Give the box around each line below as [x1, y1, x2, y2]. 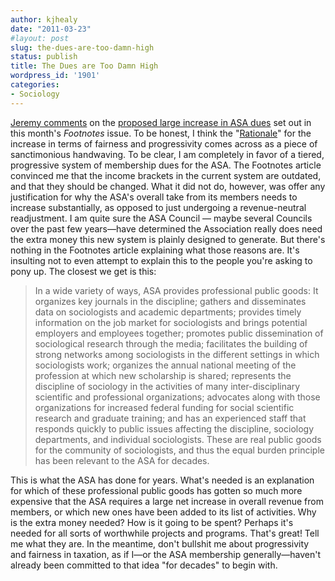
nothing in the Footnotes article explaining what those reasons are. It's [10, 244, 300, 256]
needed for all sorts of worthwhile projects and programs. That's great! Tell [10, 527, 320, 539]
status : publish [10, 52, 78, 62]
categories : [10, 80, 60, 90]
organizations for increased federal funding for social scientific [34, 401, 295, 413]
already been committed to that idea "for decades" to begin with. [10, 559, 278, 571]
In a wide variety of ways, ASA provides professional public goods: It [34, 284, 319, 296]
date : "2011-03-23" [10, 24, 92, 34]
